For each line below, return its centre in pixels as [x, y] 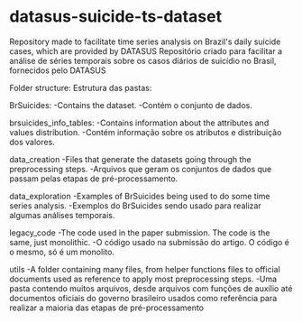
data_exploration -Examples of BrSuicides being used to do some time [140, 196]
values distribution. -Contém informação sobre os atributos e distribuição [146, 132]
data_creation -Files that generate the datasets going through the [130, 159]
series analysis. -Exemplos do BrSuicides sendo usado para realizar [135, 206]
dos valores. [32, 142]
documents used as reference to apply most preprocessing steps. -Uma [143, 279]
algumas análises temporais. [62, 215]
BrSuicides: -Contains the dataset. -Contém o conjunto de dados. [131, 105]
